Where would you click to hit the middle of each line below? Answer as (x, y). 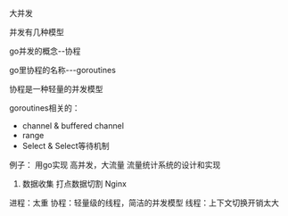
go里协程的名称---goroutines (62, 70)
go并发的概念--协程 (45, 51)
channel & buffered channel (73, 126)
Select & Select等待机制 (66, 146)
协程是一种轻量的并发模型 (56, 89)
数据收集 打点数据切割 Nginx (74, 184)
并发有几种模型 (37, 32)
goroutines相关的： (45, 108)
